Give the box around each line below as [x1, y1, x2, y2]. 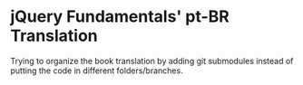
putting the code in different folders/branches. [10, 65, 184, 76]
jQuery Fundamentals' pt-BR [10, 6, 230, 27]
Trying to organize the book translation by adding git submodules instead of [10, 55, 294, 66]
